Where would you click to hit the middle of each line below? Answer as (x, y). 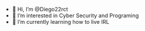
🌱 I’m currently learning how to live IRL (61, 22)
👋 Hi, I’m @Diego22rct (40, 9)
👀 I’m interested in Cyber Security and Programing (76, 15)
